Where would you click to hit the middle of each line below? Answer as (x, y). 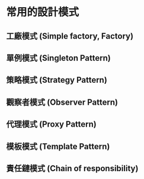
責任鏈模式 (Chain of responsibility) (72, 168)
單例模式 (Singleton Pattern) (58, 58)
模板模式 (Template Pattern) (58, 146)
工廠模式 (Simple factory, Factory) (70, 36)
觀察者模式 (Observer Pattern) (62, 102)
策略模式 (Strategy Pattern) (57, 80)
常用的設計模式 (43, 12)
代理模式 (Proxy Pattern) (51, 125)
